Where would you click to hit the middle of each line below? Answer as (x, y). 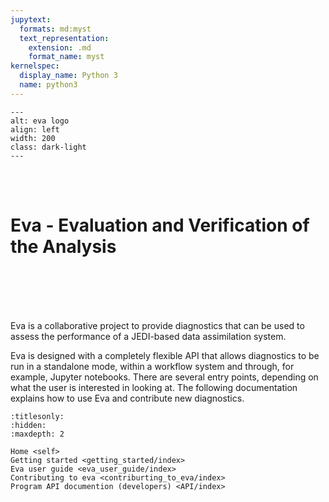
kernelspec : (35, 66)
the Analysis (63, 246)
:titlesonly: (37, 416)
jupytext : (31, 19)
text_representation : (64, 38)
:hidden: (28, 425)
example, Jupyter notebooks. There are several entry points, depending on (164, 377)
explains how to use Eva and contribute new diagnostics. (127, 398)
